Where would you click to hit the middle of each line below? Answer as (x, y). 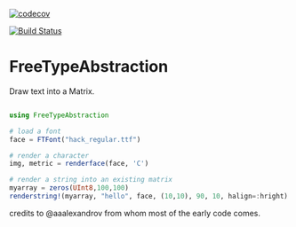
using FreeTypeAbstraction (59, 115)
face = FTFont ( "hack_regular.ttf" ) (75, 139)
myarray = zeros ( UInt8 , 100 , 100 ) (69, 188)
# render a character (49, 155)
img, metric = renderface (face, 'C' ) (79, 164)
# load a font (36, 131)
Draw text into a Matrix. (52, 91)
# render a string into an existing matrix (91, 180)
